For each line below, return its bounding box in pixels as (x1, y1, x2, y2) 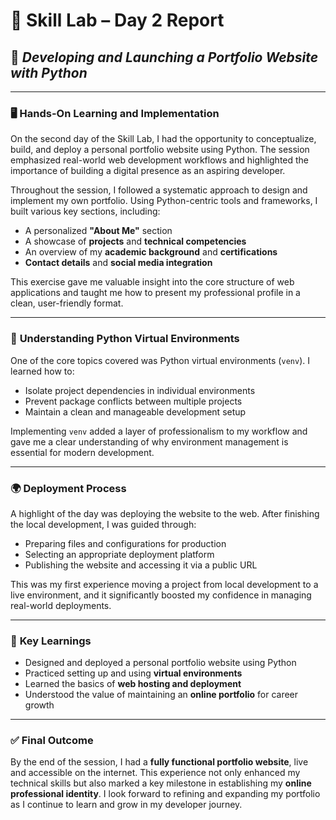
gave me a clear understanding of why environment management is (10, 435, 289, 448)
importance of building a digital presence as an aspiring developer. (10, 165, 286, 177)
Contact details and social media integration (24, 257, 213, 269)
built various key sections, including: (10, 205, 161, 218)
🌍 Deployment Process (10, 481, 127, 495)
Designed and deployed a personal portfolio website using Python (24, 657, 297, 669)
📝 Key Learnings (10, 634, 92, 648)
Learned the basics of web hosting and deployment (24, 678, 242, 690)
